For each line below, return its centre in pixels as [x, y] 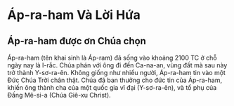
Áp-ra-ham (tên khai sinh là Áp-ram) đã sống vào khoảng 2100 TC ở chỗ [112, 58]
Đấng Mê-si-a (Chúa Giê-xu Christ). [59, 95]
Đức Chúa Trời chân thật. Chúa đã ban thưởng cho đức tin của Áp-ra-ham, [115, 80]
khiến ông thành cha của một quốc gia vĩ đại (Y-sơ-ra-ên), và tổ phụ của [112, 87]
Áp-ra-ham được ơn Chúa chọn [77, 41]
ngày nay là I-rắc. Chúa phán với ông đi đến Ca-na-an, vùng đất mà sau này [117, 65]
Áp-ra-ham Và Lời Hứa [74, 15]
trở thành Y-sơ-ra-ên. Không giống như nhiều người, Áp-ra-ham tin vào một [117, 73]
